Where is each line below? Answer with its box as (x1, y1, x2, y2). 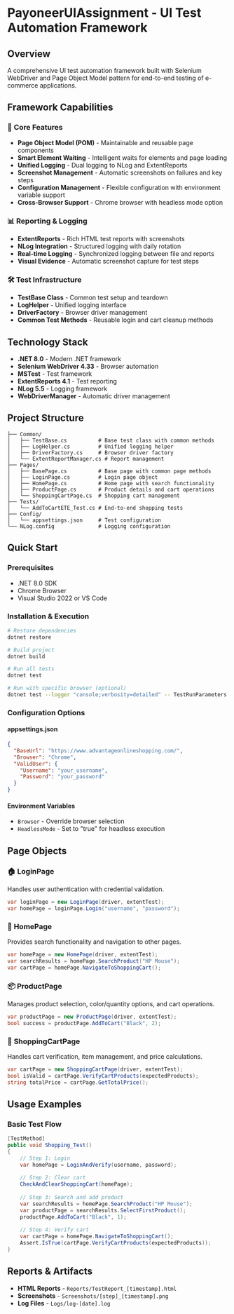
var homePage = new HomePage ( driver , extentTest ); (7, 951, 158, 958)
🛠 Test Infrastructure (7, 275, 82, 285)
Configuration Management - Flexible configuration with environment (17, 183, 221, 191)
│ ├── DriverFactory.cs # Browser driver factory (7, 449, 174, 456)
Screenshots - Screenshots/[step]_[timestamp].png (17, 1292, 169, 1300)
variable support (17, 191, 65, 199)
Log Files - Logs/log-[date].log (17, 1299, 111, 1307)
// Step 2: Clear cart (20, 1174, 86, 1181)
